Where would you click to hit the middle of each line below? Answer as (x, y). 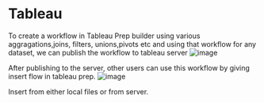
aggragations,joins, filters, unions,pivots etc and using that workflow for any (132, 44)
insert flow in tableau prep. (52, 76)
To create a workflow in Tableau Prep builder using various (104, 36)
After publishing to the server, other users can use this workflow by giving (129, 67)
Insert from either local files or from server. (78, 91)
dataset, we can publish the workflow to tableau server (98, 52)
